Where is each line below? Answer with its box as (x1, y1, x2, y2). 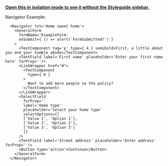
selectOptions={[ (23, 112, 59, 117)
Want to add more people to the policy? (27, 81, 114, 86)
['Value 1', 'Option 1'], (23, 116, 78, 121)
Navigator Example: (5, 14, 46, 20)
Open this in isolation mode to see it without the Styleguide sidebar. (5, 5, 150, 10)
